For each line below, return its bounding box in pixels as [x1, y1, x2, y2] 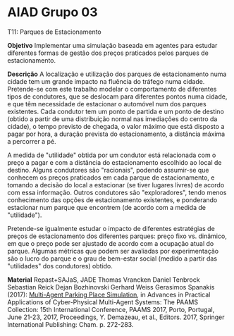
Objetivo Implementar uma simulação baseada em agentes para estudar [7, 41, 218, 49]
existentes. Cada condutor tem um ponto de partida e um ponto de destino [7, 107, 224, 116]
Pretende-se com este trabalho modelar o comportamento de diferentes [7, 85, 217, 93]
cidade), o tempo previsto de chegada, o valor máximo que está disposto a [7, 122, 225, 130]
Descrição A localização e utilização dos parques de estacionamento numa [7, 70, 227, 78]
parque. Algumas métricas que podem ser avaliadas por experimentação [7, 247, 219, 255]
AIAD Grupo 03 [7, 4, 98, 20]
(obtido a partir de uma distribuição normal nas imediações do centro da [7, 114, 218, 123]
